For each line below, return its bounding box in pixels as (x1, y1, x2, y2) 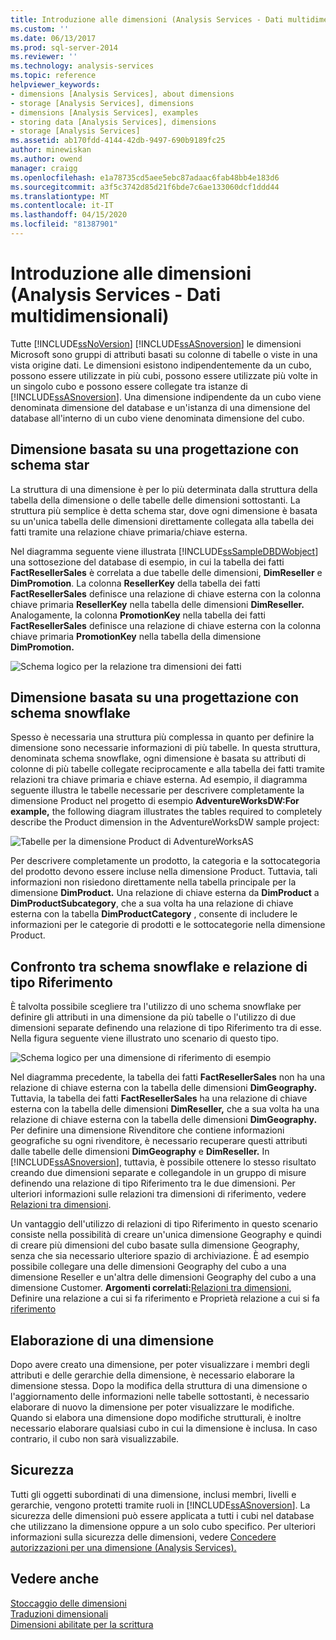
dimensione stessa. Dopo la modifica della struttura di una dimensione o (10, 1380, 308, 1392)
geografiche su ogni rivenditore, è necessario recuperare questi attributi (10, 1135, 308, 1147)
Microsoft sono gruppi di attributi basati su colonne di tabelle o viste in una (10, 348, 318, 360)
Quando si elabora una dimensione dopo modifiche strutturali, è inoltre (10, 1412, 302, 1424)
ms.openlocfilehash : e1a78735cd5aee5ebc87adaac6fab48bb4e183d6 (10, 172, 280, 183)
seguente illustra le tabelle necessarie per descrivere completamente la (10, 784, 305, 796)
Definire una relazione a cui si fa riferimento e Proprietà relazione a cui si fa (10, 1292, 320, 1305)
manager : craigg (10, 163, 78, 173)
